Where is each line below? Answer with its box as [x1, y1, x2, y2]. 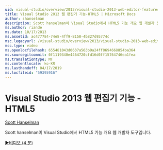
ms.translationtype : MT [5, 57, 53, 62]
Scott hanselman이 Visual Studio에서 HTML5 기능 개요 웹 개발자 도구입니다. [5, 129, 152, 135]
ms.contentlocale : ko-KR [5, 61, 55, 66]
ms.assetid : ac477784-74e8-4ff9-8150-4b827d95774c [5, 34, 110, 39]
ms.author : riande [5, 25, 42, 30]
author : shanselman [5, 16, 45, 21]
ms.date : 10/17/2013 [5, 30, 47, 34]
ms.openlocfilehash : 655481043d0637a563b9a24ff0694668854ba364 [5, 48, 136, 52]
